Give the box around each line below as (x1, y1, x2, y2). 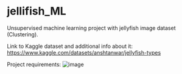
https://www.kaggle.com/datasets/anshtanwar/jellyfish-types (7, 49, 161, 56)
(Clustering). (7, 30, 38, 38)
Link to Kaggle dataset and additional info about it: (7, 42, 133, 50)
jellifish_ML (7, 4, 66, 18)
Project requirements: (7, 61, 61, 68)
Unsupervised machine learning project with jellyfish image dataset (7, 24, 176, 32)
